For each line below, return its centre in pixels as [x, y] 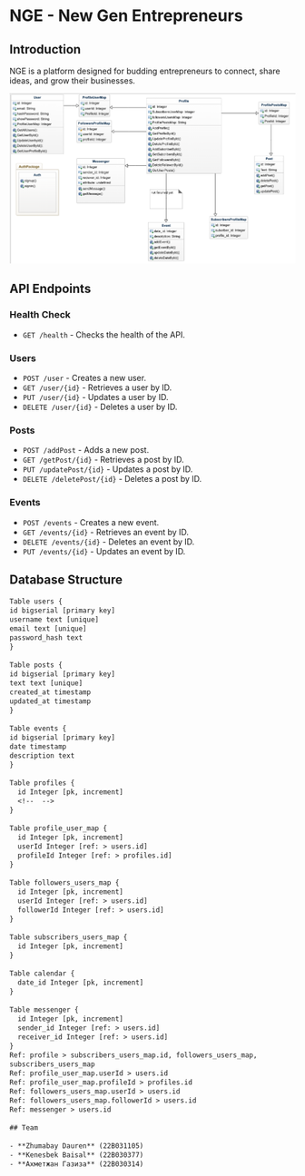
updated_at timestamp [50, 701]
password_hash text [46, 638]
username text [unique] [54, 620]
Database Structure [66, 580]
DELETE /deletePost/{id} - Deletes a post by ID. [112, 479]
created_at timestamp [50, 692]
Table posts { [36, 665]
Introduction [45, 49]
